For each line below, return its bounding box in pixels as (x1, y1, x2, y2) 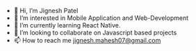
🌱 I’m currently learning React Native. (13, 21, 121, 29)
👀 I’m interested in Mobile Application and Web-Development (13, 14, 189, 22)
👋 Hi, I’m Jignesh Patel (13, 7, 79, 14)
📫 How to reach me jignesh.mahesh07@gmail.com (13, 37, 161, 44)
